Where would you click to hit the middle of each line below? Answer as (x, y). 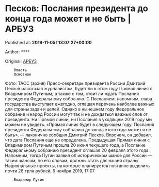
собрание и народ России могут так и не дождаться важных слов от (76, 114)
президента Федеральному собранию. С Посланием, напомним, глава (79, 99)
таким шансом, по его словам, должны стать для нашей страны (72, 160)
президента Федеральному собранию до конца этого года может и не (78, 129)
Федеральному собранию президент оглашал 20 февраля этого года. (78, 150)
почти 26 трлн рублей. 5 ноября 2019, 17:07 (50, 171)
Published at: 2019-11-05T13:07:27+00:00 (48, 42)
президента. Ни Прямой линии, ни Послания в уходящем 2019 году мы (79, 119)
